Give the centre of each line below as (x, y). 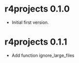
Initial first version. (30, 22)
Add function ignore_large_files (43, 55)
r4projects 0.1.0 (37, 9)
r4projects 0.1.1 (36, 42)
